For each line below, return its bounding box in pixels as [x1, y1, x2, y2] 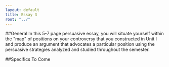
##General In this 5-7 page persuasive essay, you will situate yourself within [5, 31, 164, 37]
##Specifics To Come [5, 56, 51, 62]
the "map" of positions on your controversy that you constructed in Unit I [5, 36, 157, 42]
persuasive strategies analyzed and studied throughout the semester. [5, 46, 150, 53]
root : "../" [5, 17, 30, 22]
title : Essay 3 [5, 12, 37, 17]
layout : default [5, 7, 39, 13]
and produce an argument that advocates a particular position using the [5, 41, 155, 47]
